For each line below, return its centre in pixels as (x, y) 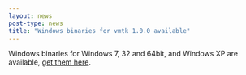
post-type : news (36, 23)
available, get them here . (50, 62)
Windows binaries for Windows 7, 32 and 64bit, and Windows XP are (123, 54)
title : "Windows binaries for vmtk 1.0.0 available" (99, 31)
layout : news (30, 16)
